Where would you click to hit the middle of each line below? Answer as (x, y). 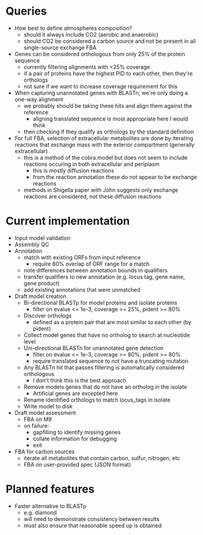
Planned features (50, 489)
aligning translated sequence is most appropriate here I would (110, 119)
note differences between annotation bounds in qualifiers (96, 270)
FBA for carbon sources (45, 452)
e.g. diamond (40, 512)
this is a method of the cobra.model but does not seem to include (105, 157)
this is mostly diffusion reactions (73, 170)
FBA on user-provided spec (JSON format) (77, 464)
